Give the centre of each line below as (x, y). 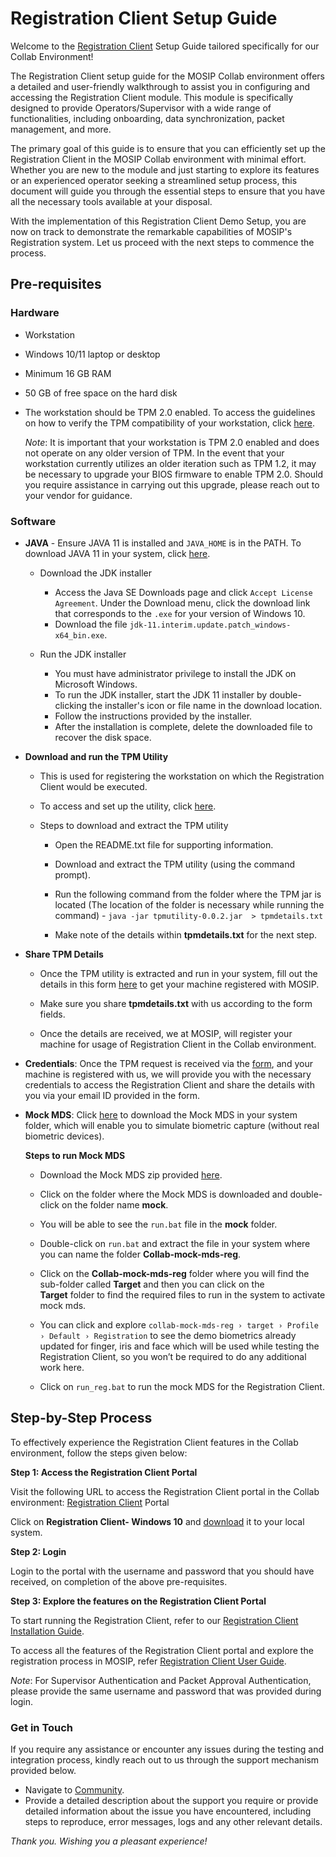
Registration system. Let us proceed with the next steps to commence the (162, 242)
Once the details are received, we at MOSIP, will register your (166, 1033)
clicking (71, 705)
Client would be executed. (93, 786)
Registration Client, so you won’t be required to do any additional (173, 1356)
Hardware (35, 313)
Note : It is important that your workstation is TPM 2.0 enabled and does (172, 442)
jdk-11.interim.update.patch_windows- (210, 625)
